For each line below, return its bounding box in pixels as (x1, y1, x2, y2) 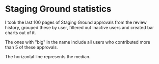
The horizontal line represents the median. (5, 53, 91, 59)
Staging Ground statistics (5, 3, 111, 15)
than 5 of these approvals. (5, 44, 58, 50)
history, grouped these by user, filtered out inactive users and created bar (5, 24, 155, 30)
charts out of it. (5, 30, 36, 35)
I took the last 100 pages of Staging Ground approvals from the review (5, 19, 147, 25)
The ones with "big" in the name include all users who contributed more (5, 39, 151, 45)
